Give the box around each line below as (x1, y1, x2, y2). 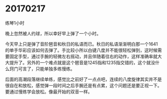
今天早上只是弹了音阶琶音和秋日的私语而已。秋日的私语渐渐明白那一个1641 (5, 41, 158, 47)
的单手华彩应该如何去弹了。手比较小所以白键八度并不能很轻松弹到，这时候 (5, 47, 158, 53)
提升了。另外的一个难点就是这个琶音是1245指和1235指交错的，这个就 (9, 59, 151, 65)
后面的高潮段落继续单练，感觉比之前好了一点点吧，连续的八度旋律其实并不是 (5, 76, 162, 82)
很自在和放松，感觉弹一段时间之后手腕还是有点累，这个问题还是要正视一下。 (5, 82, 162, 88)
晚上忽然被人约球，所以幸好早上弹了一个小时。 (5, 30, 101, 36)
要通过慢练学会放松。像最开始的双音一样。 (5, 89, 92, 95)
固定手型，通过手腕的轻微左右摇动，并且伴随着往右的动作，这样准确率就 (9, 53, 158, 59)
